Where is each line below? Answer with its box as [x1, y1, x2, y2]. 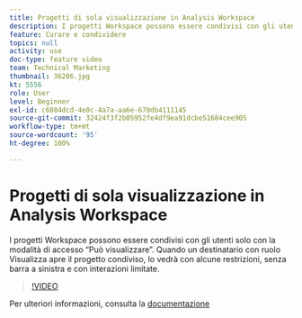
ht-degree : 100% [9, 139, 70, 148]
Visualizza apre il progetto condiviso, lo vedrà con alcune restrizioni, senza [9, 253, 287, 264]
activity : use [9, 47, 63, 56]
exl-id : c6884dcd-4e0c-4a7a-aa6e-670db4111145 [9, 105, 187, 114]
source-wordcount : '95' [9, 131, 99, 140]
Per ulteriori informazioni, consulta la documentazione [9, 298, 210, 309]
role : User [9, 88, 50, 97]
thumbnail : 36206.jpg [9, 72, 91, 81]
